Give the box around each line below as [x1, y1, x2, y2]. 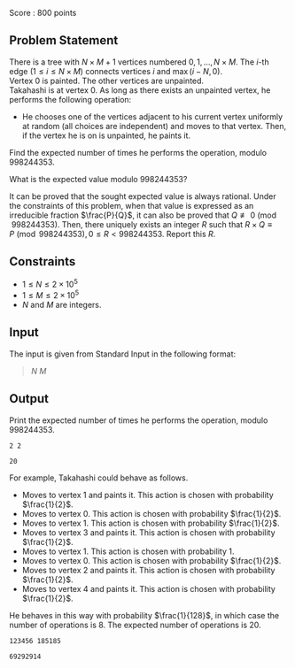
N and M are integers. [21, 299, 102, 310]
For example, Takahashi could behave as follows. [9, 472, 189, 483]
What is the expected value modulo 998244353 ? [9, 173, 188, 184]
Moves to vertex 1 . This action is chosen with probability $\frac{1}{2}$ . [21, 518, 280, 528]
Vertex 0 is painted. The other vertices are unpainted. [9, 75, 205, 86]
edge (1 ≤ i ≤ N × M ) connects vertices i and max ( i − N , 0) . [9, 65, 223, 76]
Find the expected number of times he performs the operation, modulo [9, 147, 268, 157]
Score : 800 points [9, 8, 77, 18]
